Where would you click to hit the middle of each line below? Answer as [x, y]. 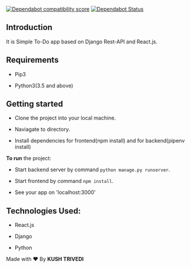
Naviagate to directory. [42, 130]
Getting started [35, 104]
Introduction [29, 27]
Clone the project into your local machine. [65, 118]
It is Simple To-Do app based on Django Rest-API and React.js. [82, 42]
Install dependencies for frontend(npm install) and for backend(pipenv [100, 141]
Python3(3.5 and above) [44, 86]
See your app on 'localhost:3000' [55, 192]
